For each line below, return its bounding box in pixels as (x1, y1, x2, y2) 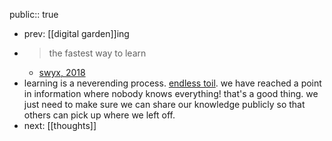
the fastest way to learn (48, 47, 147, 59)
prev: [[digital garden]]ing (23, 28, 130, 39)
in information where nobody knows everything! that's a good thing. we (23, 88, 319, 99)
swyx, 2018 (38, 67, 86, 78)
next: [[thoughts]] (23, 120, 97, 131)
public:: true (9, 9, 59, 20)
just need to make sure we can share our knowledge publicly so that (23, 99, 306, 110)
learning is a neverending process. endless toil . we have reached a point (23, 77, 322, 89)
